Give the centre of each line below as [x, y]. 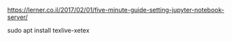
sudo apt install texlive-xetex [48, 30]
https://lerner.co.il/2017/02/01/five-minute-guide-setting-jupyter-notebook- [116, 10]
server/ [17, 17]
